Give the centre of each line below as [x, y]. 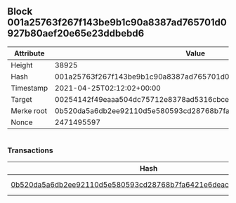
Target [22, 99]
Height [22, 65]
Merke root [29, 110]
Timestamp [29, 88]
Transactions [31, 150]
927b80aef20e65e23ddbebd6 [76, 33]
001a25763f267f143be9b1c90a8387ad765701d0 [117, 23]
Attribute [29, 53]
